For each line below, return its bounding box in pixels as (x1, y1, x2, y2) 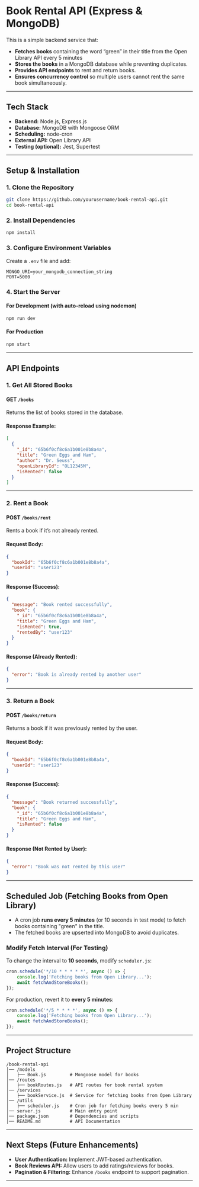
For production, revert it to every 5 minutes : (6, 996, 114, 1003)
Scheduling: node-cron (14, 130, 73, 137)
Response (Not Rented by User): (6, 845, 87, 852)
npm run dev (6, 315, 36, 321)
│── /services (6, 1087, 41, 1093)
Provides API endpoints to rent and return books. (14, 66, 136, 73)
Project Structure (6, 1045, 71, 1056)
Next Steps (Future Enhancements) (6, 1140, 139, 1150)
